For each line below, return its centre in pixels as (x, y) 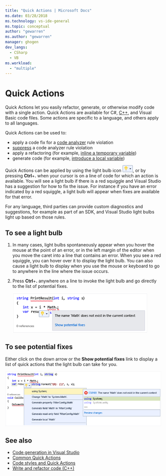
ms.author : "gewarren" (28, 37)
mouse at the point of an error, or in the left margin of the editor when (83, 250)
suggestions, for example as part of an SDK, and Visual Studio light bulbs (80, 212)
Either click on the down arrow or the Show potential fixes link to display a (81, 359)
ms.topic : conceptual (28, 26)
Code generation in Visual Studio (46, 453)
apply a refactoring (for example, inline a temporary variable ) (74, 153)
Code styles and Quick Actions (44, 463)
